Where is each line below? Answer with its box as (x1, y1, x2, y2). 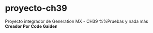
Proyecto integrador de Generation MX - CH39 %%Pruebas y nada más (5, 18, 149, 24)
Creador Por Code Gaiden (5, 23, 58, 29)
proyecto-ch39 (5, 3, 67, 14)
